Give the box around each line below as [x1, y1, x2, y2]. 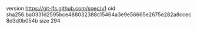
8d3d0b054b [6, 17, 38, 24]
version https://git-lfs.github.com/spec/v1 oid [6, 5, 116, 12]
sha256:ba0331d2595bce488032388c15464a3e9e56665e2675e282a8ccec [6, 11, 192, 18]
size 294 [39, 17, 61, 24]
